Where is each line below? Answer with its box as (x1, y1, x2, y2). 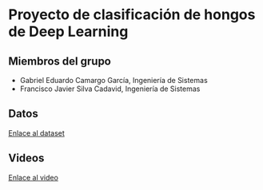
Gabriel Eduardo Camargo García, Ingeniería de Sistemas (19, 76, 208, 85)
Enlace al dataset (8, 128, 66, 137)
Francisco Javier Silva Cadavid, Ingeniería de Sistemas (19, 84, 201, 93)
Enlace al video (8, 172, 58, 182)
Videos (8, 152, 45, 165)
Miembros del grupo (8, 54, 112, 68)
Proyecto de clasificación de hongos (8, 6, 256, 24)
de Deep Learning (8, 22, 129, 41)
